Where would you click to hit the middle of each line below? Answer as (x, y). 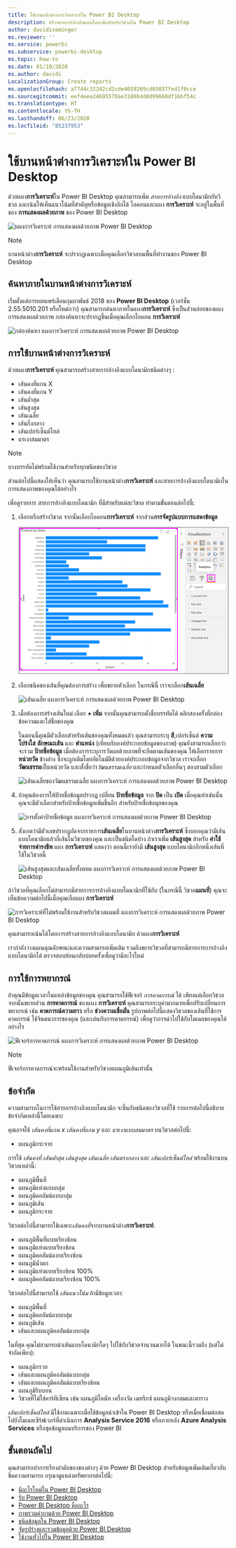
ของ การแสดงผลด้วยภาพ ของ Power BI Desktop (68, 212)
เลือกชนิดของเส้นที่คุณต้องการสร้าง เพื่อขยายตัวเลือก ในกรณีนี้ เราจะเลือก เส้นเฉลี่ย (111, 685)
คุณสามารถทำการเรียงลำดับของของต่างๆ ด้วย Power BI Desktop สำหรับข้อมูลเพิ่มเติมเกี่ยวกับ (117, 1467)
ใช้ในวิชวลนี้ (32, 855)
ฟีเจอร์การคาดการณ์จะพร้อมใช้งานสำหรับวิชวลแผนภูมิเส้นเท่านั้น (81, 1069)
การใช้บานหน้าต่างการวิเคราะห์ (59, 353)
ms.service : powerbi (38, 45)
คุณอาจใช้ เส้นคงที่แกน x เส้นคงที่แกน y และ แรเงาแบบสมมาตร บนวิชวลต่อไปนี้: (100, 1130)
